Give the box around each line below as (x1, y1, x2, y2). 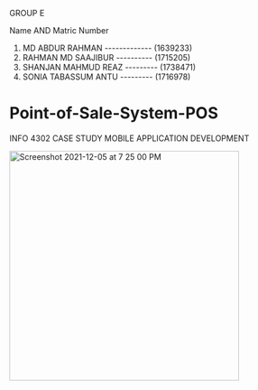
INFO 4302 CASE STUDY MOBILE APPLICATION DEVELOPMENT (9, 133, 250, 144)
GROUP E (9, 8, 45, 18)
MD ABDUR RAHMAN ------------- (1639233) (22, 42, 193, 53)
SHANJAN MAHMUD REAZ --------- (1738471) (22, 62, 197, 72)
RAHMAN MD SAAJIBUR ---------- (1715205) (22, 52, 191, 62)
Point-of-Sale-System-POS (9, 103, 219, 124)
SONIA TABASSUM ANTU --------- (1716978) (22, 71, 191, 82)
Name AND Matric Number (9, 25, 109, 35)
